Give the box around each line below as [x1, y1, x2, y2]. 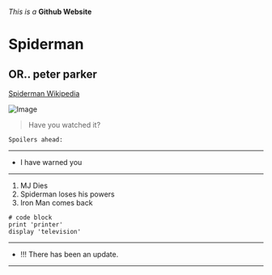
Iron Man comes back [19, 198, 93, 207]
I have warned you [19, 158, 83, 167]
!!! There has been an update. [19, 250, 119, 259]
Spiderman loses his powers [19, 189, 115, 199]
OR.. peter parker [8, 67, 97, 81]
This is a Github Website [8, 7, 92, 16]
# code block [8, 214, 53, 222]
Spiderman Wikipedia [8, 89, 80, 98]
